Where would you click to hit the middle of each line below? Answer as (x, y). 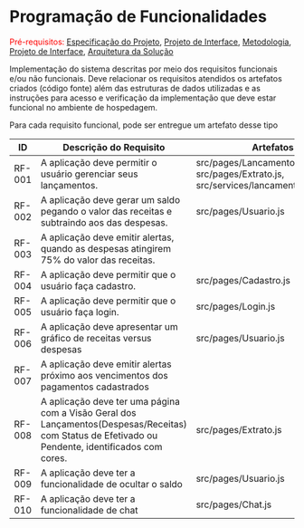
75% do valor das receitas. (98, 260)
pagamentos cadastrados (95, 387)
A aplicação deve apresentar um (109, 326)
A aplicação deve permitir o (99, 162)
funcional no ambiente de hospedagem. (84, 107)
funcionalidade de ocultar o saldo (111, 484)
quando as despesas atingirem (106, 248)
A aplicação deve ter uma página (110, 401)
